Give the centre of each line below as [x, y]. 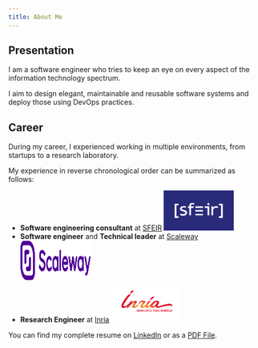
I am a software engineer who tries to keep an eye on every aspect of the [129, 70]
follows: [21, 180]
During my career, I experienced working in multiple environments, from [127, 147]
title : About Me [35, 17]
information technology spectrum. [64, 78]
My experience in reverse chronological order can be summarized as [122, 171]
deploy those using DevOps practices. [71, 102]
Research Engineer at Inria [64, 320]
